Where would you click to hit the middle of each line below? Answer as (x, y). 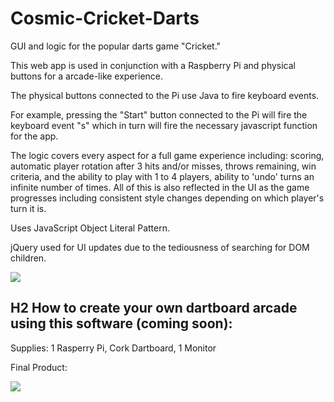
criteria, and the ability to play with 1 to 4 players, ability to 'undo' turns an (162, 176)
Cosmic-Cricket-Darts (105, 18)
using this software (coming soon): (121, 323)
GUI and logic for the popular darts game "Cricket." (116, 46)
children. (28, 258)
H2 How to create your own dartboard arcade (154, 308)
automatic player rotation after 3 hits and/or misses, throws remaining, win (163, 166)
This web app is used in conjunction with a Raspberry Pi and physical (153, 65)
